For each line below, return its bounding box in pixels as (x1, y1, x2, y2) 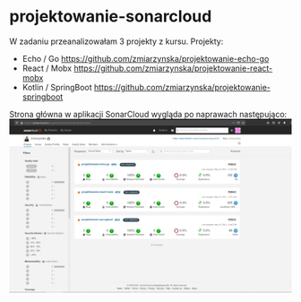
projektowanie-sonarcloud (9, 6, 212, 27)
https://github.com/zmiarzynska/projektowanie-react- (73, 63, 273, 73)
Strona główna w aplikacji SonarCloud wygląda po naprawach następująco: (9, 108, 288, 119)
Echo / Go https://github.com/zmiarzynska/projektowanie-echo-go (21, 53, 270, 64)
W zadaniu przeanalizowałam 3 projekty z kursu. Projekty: (9, 36, 224, 47)
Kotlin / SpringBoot (21, 82, 92, 92)
